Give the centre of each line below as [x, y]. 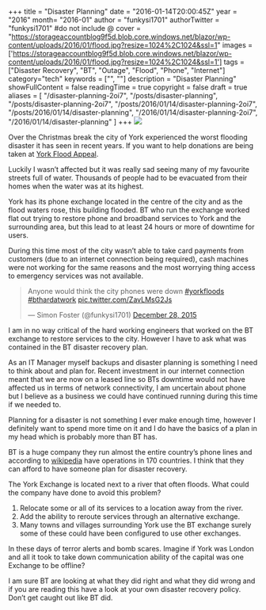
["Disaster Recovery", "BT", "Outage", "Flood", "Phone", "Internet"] [117, 70]
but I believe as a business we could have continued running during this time [133, 396]
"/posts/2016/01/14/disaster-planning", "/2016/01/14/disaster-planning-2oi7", [133, 112]
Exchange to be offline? [47, 565]
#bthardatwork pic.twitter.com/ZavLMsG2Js [100, 299]
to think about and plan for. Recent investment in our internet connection [126, 371]
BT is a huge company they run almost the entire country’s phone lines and [130, 452]
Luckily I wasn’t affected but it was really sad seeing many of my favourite [129, 169]
